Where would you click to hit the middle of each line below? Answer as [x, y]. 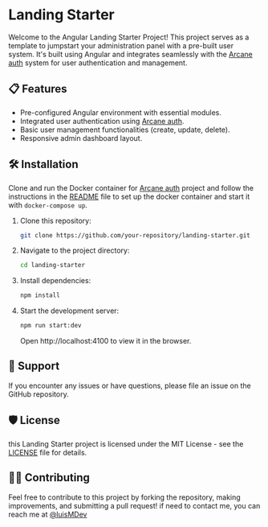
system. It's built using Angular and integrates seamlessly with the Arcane [130, 54]
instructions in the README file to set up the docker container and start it [129, 196]
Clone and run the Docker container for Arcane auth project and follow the [131, 187]
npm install [40, 295]
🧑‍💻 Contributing [49, 478]
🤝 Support [34, 366]
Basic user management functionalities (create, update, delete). [125, 130]
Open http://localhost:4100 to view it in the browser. [106, 341]
